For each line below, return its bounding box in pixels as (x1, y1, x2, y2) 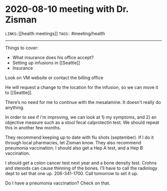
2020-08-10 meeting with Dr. (5, 3, 129, 15)
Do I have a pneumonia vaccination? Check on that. (5, 180, 111, 186)
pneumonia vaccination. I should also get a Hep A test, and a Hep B (5, 145, 143, 151)
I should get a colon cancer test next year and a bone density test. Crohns (5, 160, 157, 166)
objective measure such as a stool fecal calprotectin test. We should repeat (5, 119, 160, 125)
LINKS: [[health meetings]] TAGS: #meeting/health (5, 30, 105, 36)
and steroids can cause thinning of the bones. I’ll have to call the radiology (5, 165, 158, 171)
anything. (5, 104, 25, 110)
